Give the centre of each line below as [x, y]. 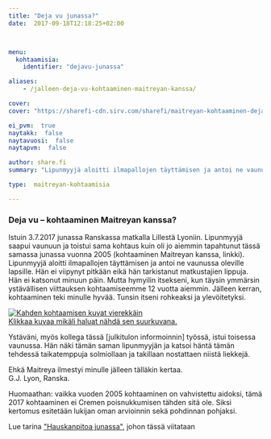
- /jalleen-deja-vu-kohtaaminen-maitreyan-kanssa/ [110, 89]
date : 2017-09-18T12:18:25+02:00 [67, 23]
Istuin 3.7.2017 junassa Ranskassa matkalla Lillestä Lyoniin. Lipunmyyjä [126, 238]
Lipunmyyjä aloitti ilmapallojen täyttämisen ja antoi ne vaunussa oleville [126, 263]
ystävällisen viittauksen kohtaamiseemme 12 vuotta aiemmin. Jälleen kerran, [135, 289]
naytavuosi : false [41, 141]
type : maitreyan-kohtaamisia [59, 184]
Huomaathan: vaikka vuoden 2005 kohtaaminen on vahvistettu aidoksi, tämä [135, 394]
